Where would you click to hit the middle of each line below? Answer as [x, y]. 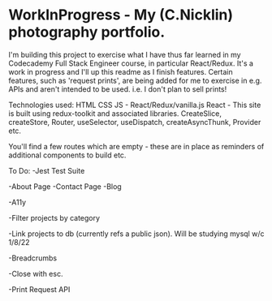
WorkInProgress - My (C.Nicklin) [121, 15]
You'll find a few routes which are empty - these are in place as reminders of [136, 146]
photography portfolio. [86, 32]
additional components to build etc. [67, 155]
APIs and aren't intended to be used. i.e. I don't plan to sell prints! [118, 89]
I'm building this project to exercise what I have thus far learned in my [125, 54]
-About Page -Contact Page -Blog [65, 186]
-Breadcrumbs [33, 258]
